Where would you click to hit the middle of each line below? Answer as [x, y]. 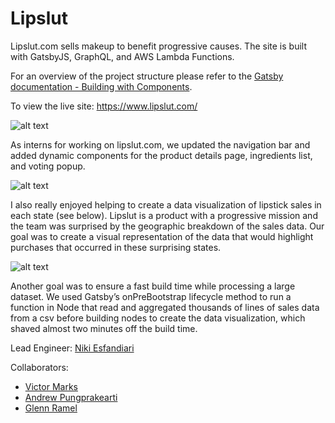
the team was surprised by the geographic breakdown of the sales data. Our [167, 226]
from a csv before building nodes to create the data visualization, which [158, 318]
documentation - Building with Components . [101, 86]
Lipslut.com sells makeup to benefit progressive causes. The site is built [158, 46]
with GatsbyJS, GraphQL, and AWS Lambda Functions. [122, 56]
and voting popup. [48, 166]
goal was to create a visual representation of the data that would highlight [162, 236]
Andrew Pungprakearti [71, 397]
